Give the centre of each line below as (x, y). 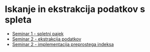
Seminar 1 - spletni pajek (38, 33)
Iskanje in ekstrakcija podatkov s (75, 9)
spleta (18, 20)
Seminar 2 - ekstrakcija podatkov (47, 39)
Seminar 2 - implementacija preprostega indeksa (63, 44)
